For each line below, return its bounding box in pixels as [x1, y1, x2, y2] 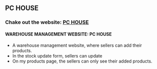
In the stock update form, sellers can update [12, 53, 103, 59]
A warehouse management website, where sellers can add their [12, 42, 142, 48]
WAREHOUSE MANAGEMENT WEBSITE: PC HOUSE [5, 31, 112, 37]
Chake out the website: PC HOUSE [5, 19, 89, 26]
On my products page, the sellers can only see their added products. [12, 58, 153, 64]
